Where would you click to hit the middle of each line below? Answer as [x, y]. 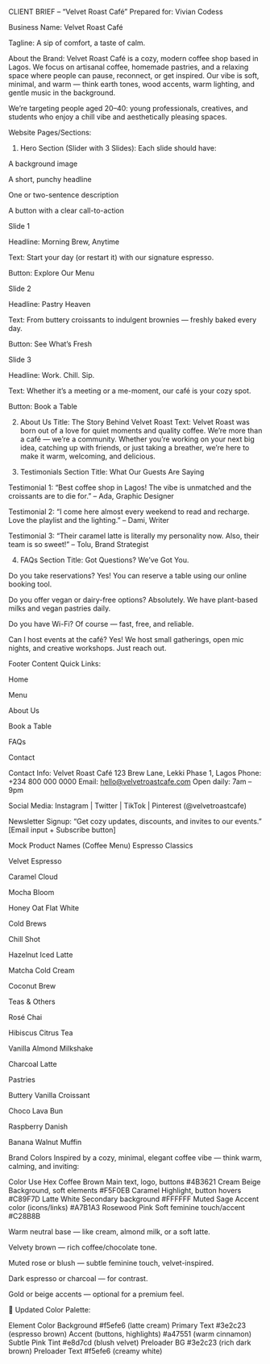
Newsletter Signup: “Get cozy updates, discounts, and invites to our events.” [135, 821]
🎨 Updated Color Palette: [50, 1310]
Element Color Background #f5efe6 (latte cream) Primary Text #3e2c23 [127, 1325]
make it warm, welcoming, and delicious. [87, 456]
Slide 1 [19, 226]
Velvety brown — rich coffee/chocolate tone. [83, 1247]
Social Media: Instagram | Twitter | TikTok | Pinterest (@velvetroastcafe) [128, 806]
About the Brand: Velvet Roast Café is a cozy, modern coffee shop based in [134, 58]
